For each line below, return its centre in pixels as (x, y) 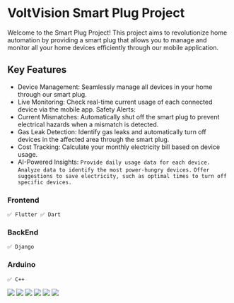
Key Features (37, 70)
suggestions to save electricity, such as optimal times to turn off (122, 176)
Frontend (23, 200)
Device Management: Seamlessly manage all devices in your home (115, 87)
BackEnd (23, 232)
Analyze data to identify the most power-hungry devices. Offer (113, 170)
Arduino (22, 265)
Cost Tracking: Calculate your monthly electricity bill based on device (119, 147)
